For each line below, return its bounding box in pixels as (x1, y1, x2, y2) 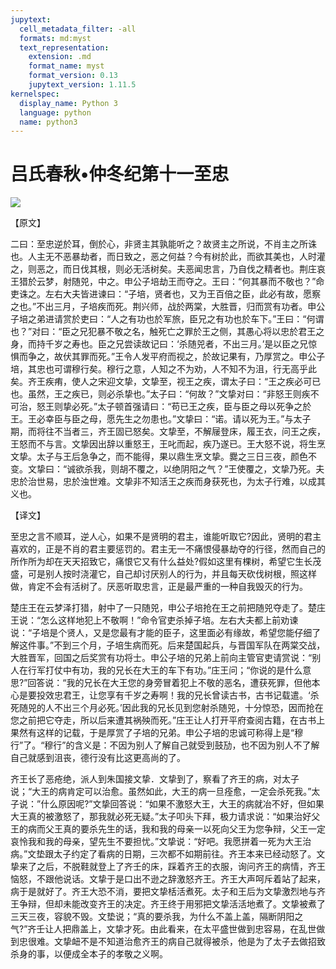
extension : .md (28, 52, 92, 62)
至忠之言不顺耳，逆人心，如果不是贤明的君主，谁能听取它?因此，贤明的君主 (10, 531, 322, 543)
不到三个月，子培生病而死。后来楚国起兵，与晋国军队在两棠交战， (53, 639, 326, 651)
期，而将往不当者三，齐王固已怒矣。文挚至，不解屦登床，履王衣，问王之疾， (10, 426, 326, 438)
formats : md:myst (19, 33, 92, 43)
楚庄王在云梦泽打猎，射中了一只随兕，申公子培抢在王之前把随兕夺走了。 (10, 602, 308, 614)
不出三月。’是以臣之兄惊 (222, 338, 318, 350)
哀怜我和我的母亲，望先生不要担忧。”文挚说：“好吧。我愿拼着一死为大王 (10, 836, 303, 848)
